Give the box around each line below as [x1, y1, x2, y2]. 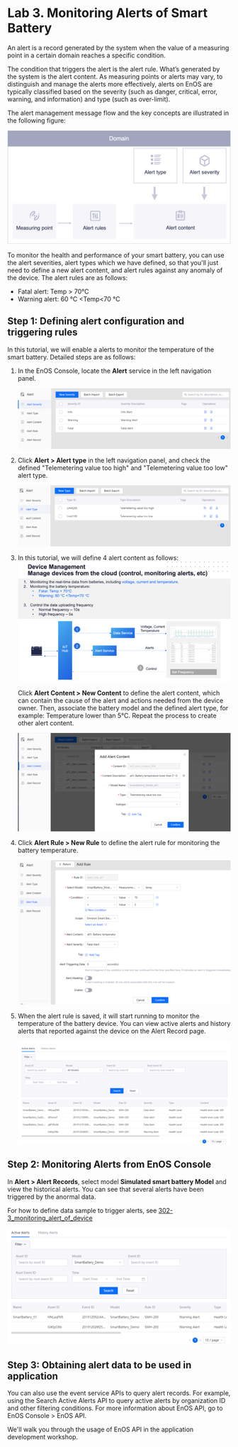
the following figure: [7, 116, 66, 125]
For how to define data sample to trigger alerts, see [7, 1206, 157, 1214]
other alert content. [17, 718, 74, 727]
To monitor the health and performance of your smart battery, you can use [7, 250, 225, 259]
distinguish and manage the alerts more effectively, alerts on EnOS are [7, 79, 213, 88]
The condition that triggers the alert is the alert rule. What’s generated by [7, 65, 220, 73]
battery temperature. [17, 846, 79, 854]
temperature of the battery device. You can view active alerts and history [17, 1019, 231, 1028]
